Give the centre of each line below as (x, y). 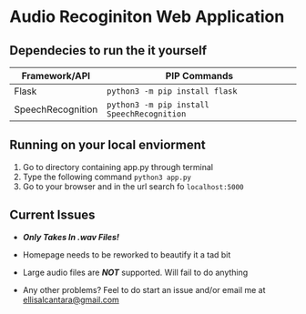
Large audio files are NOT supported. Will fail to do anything (135, 272)
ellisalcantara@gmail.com (71, 299)
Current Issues (52, 215)
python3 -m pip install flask (172, 91)
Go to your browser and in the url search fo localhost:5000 (133, 186)
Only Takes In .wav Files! (71, 237)
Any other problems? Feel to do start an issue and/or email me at (144, 289)
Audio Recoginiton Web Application (147, 17)
